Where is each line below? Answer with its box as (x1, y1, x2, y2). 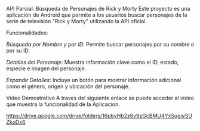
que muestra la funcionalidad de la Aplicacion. (6, 101, 121, 108)
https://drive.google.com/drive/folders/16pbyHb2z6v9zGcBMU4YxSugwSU (6, 113, 193, 119)
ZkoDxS (6, 118, 26, 126)
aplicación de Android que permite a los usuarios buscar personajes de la (6, 11, 187, 18)
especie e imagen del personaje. (6, 65, 87, 72)
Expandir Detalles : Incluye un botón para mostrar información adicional (6, 77, 181, 83)
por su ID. (6, 47, 30, 54)
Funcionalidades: (6, 29, 48, 36)
